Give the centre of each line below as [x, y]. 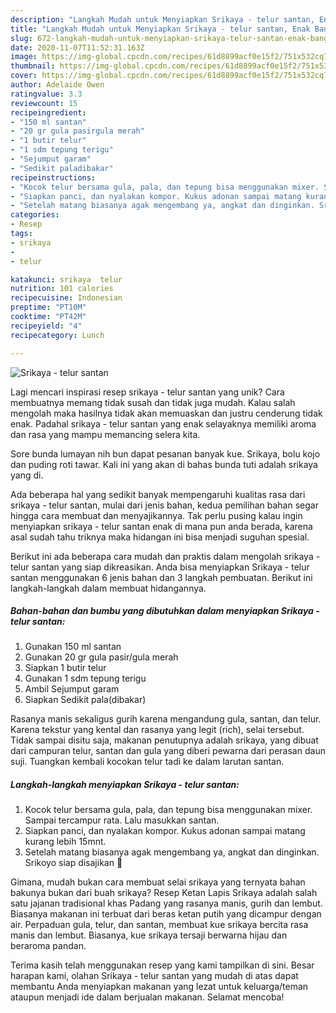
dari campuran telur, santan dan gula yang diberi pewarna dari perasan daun [168, 751]
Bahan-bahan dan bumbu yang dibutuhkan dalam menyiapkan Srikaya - [165, 611]
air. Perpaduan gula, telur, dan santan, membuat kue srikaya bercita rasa [159, 925]
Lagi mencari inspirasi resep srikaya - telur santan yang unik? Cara [147, 392]
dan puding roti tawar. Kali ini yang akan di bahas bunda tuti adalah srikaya [164, 464]
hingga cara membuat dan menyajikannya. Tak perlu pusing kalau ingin [156, 515]
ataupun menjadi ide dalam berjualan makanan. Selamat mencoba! [147, 997]
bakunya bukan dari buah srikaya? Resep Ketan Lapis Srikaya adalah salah [164, 893]
